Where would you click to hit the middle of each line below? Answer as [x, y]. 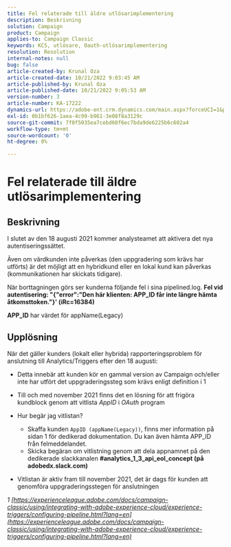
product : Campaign [33, 33]
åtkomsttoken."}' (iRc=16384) [51, 302]
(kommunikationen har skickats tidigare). [65, 274]
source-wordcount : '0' [40, 135]
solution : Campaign [35, 26]
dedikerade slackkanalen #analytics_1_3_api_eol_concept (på [115, 458]
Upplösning [33, 337]
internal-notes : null [38, 59]
